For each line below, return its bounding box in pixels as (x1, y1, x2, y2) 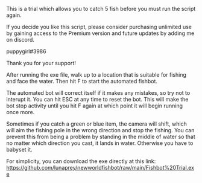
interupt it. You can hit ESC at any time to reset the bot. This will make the (6, 96, 189, 103)
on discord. (6, 36, 34, 43)
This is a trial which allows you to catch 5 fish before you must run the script (6, 5, 196, 12)
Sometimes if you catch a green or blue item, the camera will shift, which (6, 120, 187, 127)
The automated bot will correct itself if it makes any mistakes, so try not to (6, 89, 191, 96)
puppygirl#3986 (6, 48, 46, 55)
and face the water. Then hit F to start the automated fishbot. (6, 78, 158, 85)
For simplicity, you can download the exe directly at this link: (6, 158, 156, 165)
